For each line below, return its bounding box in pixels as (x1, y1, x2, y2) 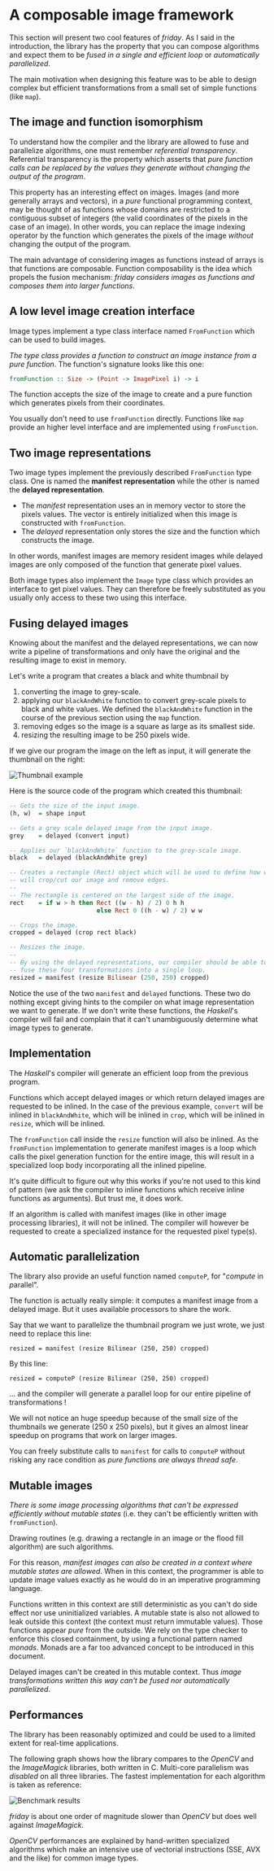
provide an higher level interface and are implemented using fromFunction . (9, 422, 259, 432)
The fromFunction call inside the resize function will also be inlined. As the (9, 1134, 259, 1144)
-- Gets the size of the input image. (9, 802, 141, 811)
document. (9, 1651, 46, 1661)
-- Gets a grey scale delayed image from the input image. (9, 824, 214, 832)
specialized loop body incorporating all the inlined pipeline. (9, 1160, 207, 1169)
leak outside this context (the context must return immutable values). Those (9, 1617, 263, 1627)
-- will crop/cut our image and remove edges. (9, 876, 170, 885)
